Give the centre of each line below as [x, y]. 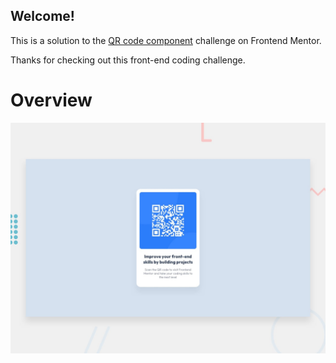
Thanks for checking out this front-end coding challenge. [128, 60]
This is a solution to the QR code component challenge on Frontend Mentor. [166, 40]
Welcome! [42, 16]
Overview [51, 100]
